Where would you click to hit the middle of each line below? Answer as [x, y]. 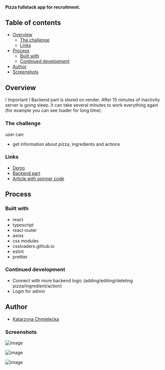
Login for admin [29, 291]
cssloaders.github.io [33, 246]
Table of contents [33, 23]
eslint [18, 251]
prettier [20, 257]
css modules [25, 241]
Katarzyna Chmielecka [35, 319]
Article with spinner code [38, 178]
